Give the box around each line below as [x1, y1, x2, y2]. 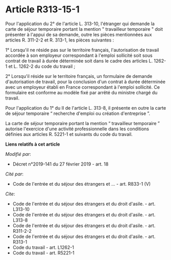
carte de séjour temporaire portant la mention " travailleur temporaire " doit [5, 26, 163, 32]
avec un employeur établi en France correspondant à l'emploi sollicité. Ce [5, 84, 160, 90]
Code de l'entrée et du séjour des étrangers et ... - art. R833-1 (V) [12, 181, 151, 187]
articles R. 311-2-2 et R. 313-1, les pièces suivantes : [5, 37, 114, 43]
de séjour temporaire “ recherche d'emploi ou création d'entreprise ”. [5, 110, 151, 116]
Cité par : [5, 171, 24, 177]
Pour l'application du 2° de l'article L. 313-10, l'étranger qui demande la [5, 21, 155, 27]
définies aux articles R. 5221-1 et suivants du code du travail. [5, 131, 133, 137]
